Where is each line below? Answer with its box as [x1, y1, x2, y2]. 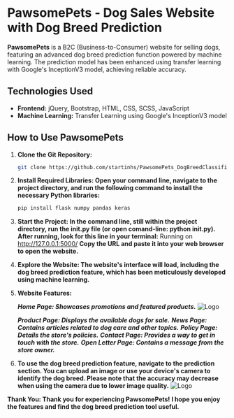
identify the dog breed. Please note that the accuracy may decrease [17, 374, 219, 382]
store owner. [17, 346, 55, 354]
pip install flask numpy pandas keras [17, 205, 131, 212]
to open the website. [17, 247, 79, 256]
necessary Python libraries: [17, 191, 100, 200]
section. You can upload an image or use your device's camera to [17, 367, 211, 375]
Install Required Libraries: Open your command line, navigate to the [17, 176, 218, 185]
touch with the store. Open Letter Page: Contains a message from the [17, 338, 224, 347]
